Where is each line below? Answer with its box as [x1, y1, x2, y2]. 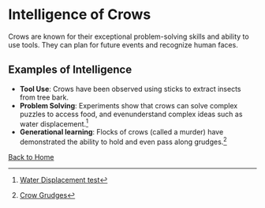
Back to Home [8, 153, 54, 162]
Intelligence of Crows [8, 6, 151, 24]
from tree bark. [19, 93, 69, 102]
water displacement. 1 [19, 117, 89, 128]
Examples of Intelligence [8, 63, 132, 77]
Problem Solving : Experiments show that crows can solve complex [19, 100, 238, 110]
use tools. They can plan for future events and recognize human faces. [8, 40, 238, 49]
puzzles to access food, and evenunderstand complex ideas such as [19, 109, 243, 119]
